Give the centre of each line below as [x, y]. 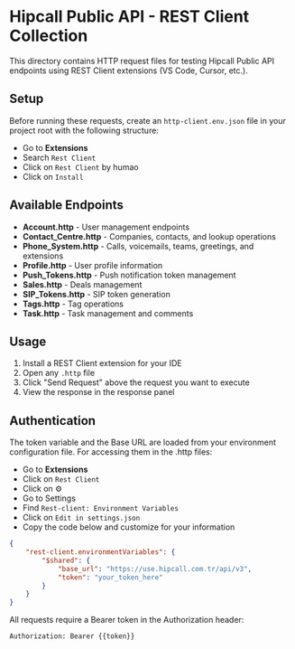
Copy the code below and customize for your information [129, 527]
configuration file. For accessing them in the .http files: [111, 452]
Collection [49, 36]
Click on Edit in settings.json [81, 518]
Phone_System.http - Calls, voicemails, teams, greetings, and [138, 246]
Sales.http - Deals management [82, 284]
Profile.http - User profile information [92, 265]
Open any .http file [59, 373]
